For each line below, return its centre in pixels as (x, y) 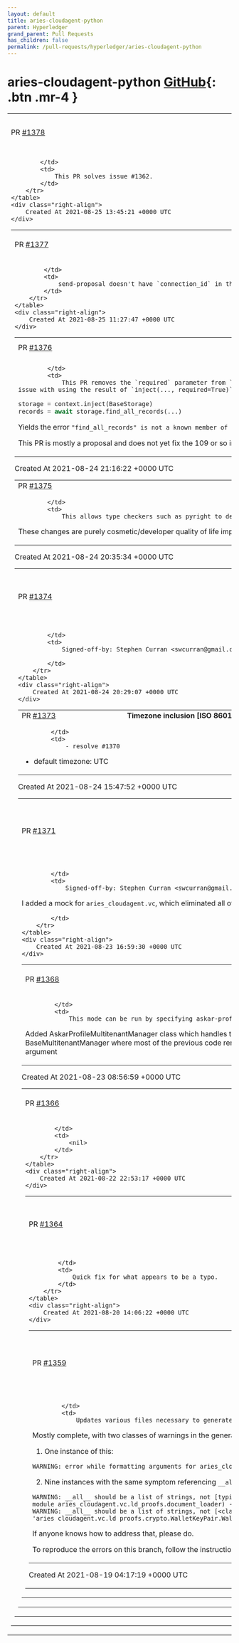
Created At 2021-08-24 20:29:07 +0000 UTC (106, 692)
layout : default (31, 14)
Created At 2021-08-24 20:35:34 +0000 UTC (94, 557)
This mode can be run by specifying (131, 1019)
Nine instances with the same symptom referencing (131, 1482)
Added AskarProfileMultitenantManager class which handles (126, 1033)
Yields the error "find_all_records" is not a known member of (123, 427)
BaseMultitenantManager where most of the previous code (123, 1043)
